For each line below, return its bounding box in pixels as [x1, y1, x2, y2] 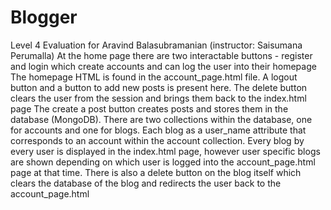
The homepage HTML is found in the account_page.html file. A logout [10, 71, 298, 83]
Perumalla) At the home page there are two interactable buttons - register [10, 49, 313, 61]
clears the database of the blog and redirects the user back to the [10, 177, 282, 189]
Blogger [10, 6, 78, 29]
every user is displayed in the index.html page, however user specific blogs [10, 145, 321, 157]
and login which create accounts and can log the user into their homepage [10, 60, 317, 72]
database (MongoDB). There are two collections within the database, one [10, 113, 313, 125]
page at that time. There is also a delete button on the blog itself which [10, 166, 302, 178]
